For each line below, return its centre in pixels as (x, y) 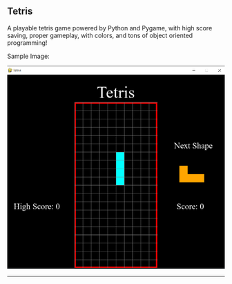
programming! (27, 42)
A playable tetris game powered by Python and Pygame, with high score (110, 28)
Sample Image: (28, 56)
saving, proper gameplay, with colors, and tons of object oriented (100, 35)
